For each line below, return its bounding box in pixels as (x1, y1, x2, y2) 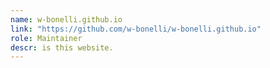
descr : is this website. (10, 42, 114, 53)
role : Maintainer (10, 33, 83, 43)
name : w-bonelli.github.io (10, 14, 123, 25)
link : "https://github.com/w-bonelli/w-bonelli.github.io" (10, 24, 262, 34)
